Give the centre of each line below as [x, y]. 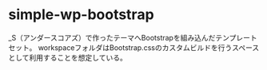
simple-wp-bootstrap [81, 15]
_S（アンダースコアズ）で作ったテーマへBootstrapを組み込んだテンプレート [133, 37]
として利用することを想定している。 [68, 57]
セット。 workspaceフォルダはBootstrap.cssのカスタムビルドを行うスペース [134, 47]
